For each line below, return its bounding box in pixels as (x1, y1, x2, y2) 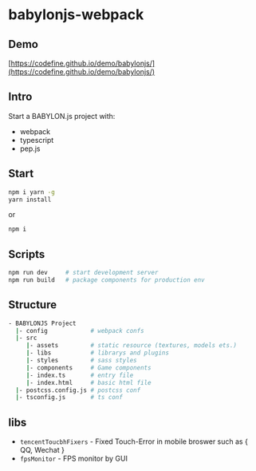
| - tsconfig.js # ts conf (15, 394, 124, 402)
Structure (8, 298, 57, 312)
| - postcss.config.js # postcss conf (15, 386, 141, 394)
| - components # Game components (26, 363, 152, 372)
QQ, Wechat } (19, 445, 65, 455)
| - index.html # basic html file (26, 378, 152, 386)
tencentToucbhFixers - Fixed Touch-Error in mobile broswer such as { (19, 437, 249, 446)
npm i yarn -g (8, 188, 56, 196)
